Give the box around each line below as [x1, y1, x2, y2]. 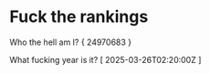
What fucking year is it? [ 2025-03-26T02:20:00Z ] [9, 54, 202, 65]
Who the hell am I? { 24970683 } [9, 37, 132, 48]
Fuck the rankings [9, 6, 149, 27]
